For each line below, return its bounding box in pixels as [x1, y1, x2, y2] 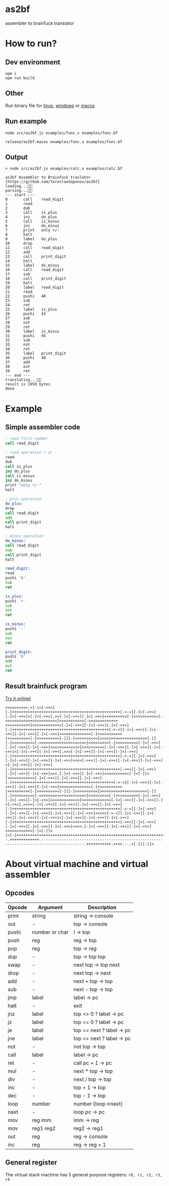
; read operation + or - [5, 450, 57, 455]
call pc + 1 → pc [73, 1059, 112, 1066]
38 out [5, 364, 30, 369]
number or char [32, 928, 69, 936]
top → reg [73, 945, 97, 952]
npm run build [5, 75, 35, 80]
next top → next [73, 969, 111, 976]
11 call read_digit [5, 245, 64, 250]
